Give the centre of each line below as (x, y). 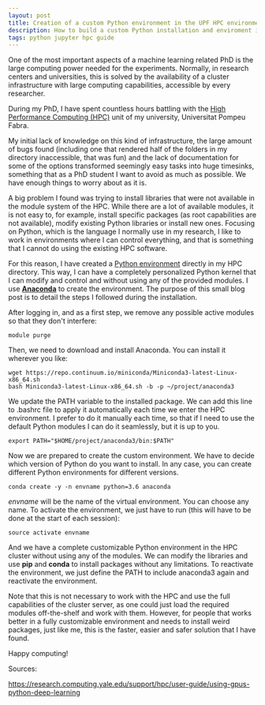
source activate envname (49, 533)
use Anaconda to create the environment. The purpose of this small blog (127, 289)
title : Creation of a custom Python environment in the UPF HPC (116, 23)
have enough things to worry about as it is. (78, 183)
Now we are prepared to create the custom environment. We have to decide (131, 456)
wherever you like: (38, 358)
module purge (30, 336)
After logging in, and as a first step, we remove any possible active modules (131, 313)
